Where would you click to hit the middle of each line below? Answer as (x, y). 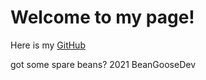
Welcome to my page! (102, 17)
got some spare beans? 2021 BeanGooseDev (103, 64)
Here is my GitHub (48, 45)
